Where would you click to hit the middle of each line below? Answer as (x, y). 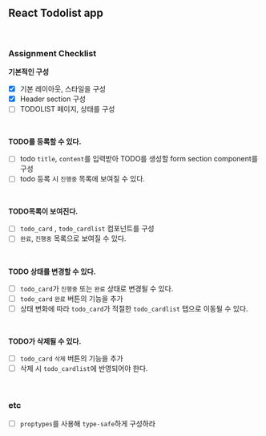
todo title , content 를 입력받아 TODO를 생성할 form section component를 (139, 159)
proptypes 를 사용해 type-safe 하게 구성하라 (88, 424)
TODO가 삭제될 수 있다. (45, 341)
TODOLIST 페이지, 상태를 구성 (67, 109)
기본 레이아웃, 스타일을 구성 (63, 89)
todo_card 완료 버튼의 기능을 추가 (71, 298)
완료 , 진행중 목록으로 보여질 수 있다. (73, 238)
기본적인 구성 (29, 72)
